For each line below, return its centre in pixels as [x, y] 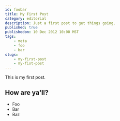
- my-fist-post [29, 63]
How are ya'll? [27, 92]
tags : [10, 37]
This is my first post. [25, 77]
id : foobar [16, 9]
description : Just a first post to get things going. [60, 23]
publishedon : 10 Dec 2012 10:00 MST [42, 32]
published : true [21, 28]
